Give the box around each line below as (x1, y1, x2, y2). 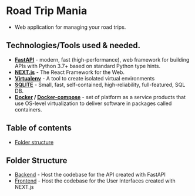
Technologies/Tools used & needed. (6, 40, 141, 50)
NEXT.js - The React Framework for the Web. (14, 69, 125, 76)
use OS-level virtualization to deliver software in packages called (14, 100, 172, 107)
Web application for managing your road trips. (14, 23, 126, 31)
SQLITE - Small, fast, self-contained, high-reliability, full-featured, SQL (14, 81, 186, 88)
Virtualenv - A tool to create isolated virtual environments (14, 75, 155, 82)
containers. (14, 106, 42, 113)
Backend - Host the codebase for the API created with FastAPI (14, 171, 166, 178)
